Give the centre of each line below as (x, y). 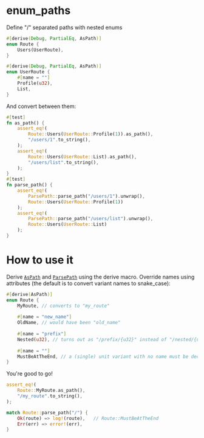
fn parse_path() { (29, 185)
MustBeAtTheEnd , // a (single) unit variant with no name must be (103, 356)
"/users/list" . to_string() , (63, 162)
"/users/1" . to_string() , (59, 140)
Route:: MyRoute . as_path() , (51, 391)
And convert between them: (41, 106)
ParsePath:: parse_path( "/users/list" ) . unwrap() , (91, 219)
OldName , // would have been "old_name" (69, 323)
